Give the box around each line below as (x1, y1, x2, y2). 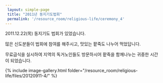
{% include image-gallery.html (5, 68, 67, 74)
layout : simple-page (7, 7, 50, 12)
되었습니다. (10, 58, 32, 64)
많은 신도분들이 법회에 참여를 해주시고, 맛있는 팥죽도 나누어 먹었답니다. (5, 41, 141, 47)
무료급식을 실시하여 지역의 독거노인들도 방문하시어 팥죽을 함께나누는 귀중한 (5, 51, 149, 57)
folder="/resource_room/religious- (67, 68, 138, 74)
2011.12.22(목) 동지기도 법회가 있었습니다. (5, 31, 86, 37)
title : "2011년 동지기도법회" (7, 12, 62, 17)
